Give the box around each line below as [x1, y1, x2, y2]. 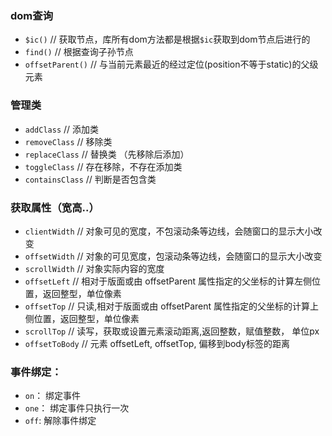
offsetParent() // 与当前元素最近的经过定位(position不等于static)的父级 [24, 58, 319, 71]
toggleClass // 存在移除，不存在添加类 [24, 160, 183, 172]
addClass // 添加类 [24, 123, 100, 135]
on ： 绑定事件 [24, 390, 82, 402]
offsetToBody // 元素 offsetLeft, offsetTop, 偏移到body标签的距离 [24, 337, 290, 349]
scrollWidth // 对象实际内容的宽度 [24, 262, 165, 274]
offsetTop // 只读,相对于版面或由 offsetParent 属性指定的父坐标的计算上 [24, 300, 319, 312]
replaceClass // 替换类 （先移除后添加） [24, 148, 190, 160]
